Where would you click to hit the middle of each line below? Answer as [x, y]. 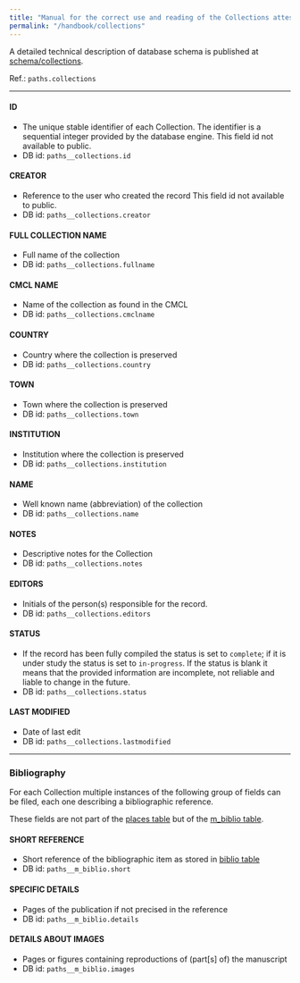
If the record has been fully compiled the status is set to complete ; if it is [154, 653]
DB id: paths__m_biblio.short [76, 869]
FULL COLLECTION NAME [58, 235]
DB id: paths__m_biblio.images [79, 968]
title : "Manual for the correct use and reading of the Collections [139, 17]
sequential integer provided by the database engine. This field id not [148, 136]
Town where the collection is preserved [95, 404]
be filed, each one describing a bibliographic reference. [112, 802]
